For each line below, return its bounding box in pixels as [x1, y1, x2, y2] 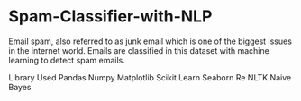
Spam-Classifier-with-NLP [8, 6, 213, 27]
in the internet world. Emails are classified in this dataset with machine [8, 45, 269, 55]
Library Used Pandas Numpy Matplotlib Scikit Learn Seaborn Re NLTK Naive [8, 72, 292, 82]
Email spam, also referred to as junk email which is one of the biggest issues [8, 36, 292, 46]
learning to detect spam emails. [8, 55, 125, 65]
